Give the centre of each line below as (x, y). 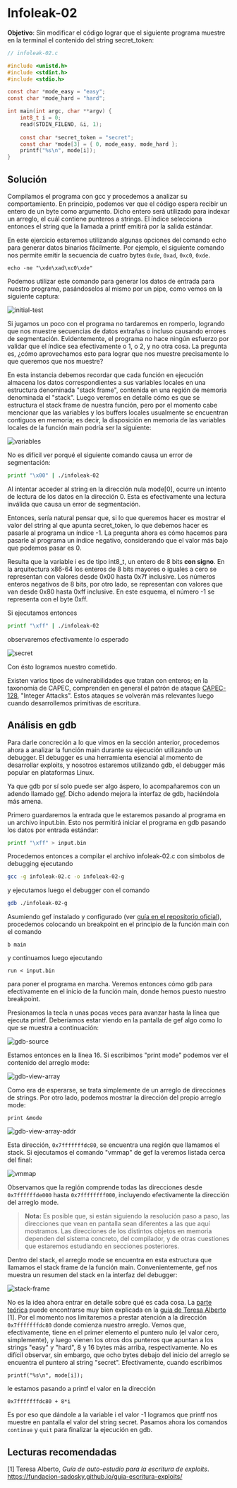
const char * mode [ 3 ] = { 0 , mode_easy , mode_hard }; (99, 144)
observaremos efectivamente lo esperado (68, 639)
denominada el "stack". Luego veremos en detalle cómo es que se (104, 397)
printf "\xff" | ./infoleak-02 (53, 625)
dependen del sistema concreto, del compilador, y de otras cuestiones (127, 1239)
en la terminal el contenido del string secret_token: (81, 40)
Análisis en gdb (42, 726)
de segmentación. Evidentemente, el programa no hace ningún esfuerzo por (118, 339)
